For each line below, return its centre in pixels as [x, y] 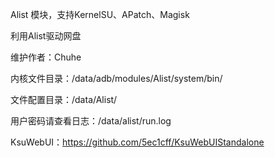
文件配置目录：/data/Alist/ [64, 99]
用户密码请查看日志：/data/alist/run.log [91, 121]
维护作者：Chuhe [46, 57]
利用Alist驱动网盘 [46, 36]
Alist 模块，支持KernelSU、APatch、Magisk [100, 14]
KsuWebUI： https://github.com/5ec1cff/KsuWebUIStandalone [137, 142]
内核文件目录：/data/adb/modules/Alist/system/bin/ [116, 78]
